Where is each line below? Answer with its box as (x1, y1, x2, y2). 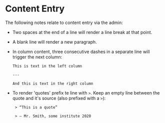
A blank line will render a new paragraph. (12, 38, 97, 45)
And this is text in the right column (12, 81, 93, 86)
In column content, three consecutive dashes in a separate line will (12, 48, 150, 54)
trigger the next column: (12, 53, 62, 60)
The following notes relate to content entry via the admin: (5, 19, 123, 25)
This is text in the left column (12, 63, 82, 68)
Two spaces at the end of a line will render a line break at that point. (12, 29, 152, 35)
